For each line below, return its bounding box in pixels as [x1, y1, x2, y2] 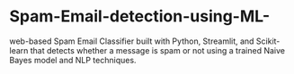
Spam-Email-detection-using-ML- [9, 6, 271, 27]
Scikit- [255, 36, 281, 46]
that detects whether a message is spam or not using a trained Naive [30, 45, 286, 55]
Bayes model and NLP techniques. [9, 54, 137, 65]
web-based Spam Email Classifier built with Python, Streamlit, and [9, 36, 254, 46]
